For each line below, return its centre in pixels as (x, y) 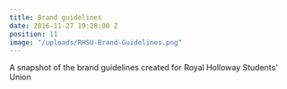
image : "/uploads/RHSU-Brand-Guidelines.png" (96, 42)
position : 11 (34, 34)
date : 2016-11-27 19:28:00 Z (64, 26)
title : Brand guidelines (56, 17)
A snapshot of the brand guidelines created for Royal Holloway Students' (143, 68)
